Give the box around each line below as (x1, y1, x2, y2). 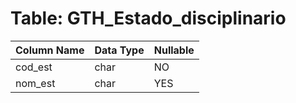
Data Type (94, 43, 145, 57)
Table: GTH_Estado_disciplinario (10, 7, 287, 30)
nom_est (15, 76, 56, 90)
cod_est (15, 60, 53, 74)
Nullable (153, 43, 195, 57)
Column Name (15, 43, 85, 57)
